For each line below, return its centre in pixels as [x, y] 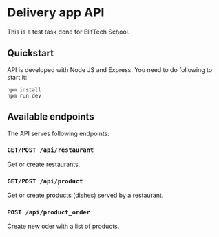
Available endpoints [51, 117]
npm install [24, 90]
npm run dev [24, 95]
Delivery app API [56, 13]
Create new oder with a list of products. [63, 226]
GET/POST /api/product [45, 181]
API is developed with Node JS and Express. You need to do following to [110, 69]
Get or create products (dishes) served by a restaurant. [85, 195]
